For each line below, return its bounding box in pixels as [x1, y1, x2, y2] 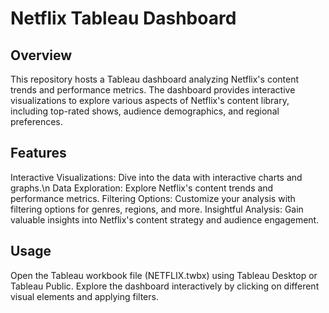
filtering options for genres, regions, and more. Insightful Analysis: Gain [10, 203, 304, 215]
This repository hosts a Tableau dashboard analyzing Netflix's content [10, 73, 300, 85]
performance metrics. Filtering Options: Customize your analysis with [10, 192, 296, 204]
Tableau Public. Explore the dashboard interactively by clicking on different [10, 280, 320, 292]
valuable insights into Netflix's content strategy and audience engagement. [10, 213, 320, 226]
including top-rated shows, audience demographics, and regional [10, 105, 280, 117]
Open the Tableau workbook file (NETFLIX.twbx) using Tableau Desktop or [10, 269, 318, 281]
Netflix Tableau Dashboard [10, 7, 237, 30]
